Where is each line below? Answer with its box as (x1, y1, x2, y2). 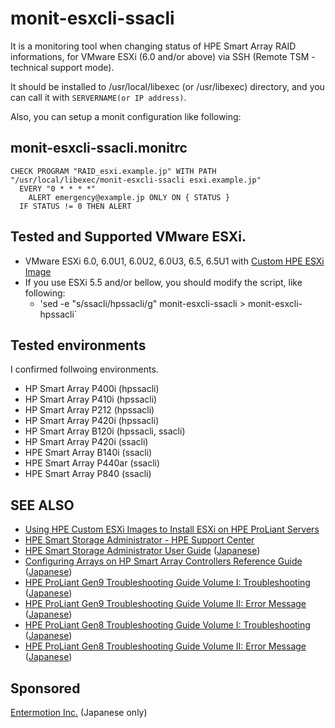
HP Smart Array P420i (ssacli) (24, 436, 149, 448)
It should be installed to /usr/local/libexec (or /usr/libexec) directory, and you (10, 80, 325, 92)
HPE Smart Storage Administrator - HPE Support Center (24, 534, 255, 546)
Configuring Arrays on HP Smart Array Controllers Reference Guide (24, 555, 303, 567)
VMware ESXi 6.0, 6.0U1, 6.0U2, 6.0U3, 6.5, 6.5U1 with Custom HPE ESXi (24, 255, 325, 267)
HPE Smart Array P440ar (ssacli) (24, 457, 161, 469)
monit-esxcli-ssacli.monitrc (10, 140, 188, 157)
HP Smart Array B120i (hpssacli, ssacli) (24, 425, 186, 437)
